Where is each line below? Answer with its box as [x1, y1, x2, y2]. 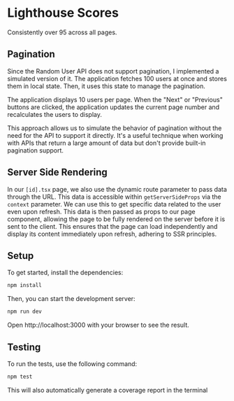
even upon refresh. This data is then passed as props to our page [7, 207, 196, 216]
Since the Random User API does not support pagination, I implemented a [7, 66, 219, 75]
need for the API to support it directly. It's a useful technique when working [7, 131, 224, 139]
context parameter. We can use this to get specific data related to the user [7, 199, 221, 208]
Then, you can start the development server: [7, 295, 136, 303]
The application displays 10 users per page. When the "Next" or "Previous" [7, 95, 224, 104]
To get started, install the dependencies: [7, 268, 124, 277]
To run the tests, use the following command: [7, 359, 138, 368]
